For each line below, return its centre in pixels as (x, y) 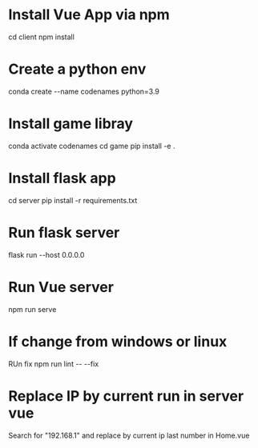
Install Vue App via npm (89, 15)
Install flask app (62, 178)
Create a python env (77, 69)
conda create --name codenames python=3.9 (84, 91)
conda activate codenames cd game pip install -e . (92, 146)
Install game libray (71, 124)
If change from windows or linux (118, 341)
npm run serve (32, 309)
